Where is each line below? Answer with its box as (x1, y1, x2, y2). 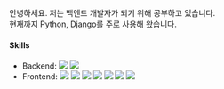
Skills (9, 39, 30, 51)
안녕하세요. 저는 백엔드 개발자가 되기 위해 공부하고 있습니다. (9, 8, 216, 18)
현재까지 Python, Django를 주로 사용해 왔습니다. (9, 19, 178, 29)
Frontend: (21, 71, 58, 82)
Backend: (21, 61, 58, 71)
